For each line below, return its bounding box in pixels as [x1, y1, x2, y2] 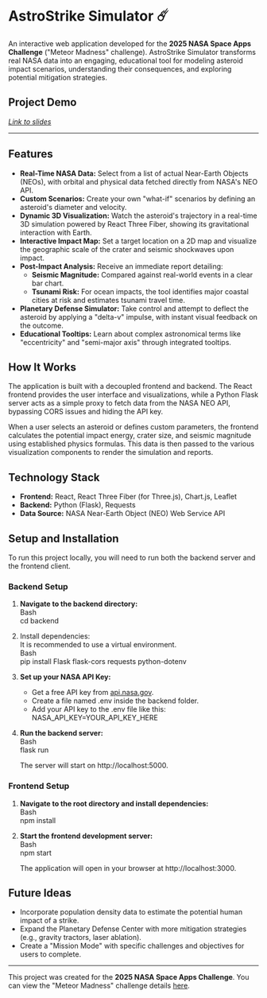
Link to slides [8, 117, 52, 126]
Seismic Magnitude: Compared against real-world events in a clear [31, 270, 253, 279]
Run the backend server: [19, 728, 103, 738]
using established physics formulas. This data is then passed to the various [8, 439, 255, 449]
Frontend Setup [8, 781, 70, 792]
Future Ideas [8, 886, 72, 899]
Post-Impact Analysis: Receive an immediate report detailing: [19, 261, 224, 271]
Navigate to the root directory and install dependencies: [19, 798, 209, 808]
